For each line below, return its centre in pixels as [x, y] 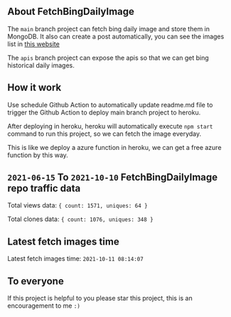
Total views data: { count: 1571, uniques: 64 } [77, 205]
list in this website [34, 44]
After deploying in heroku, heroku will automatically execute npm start [110, 126]
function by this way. [38, 155]
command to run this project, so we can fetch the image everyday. [104, 134]
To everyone [36, 281]
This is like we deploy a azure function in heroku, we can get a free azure [114, 147]
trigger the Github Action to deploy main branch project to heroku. [104, 112]
